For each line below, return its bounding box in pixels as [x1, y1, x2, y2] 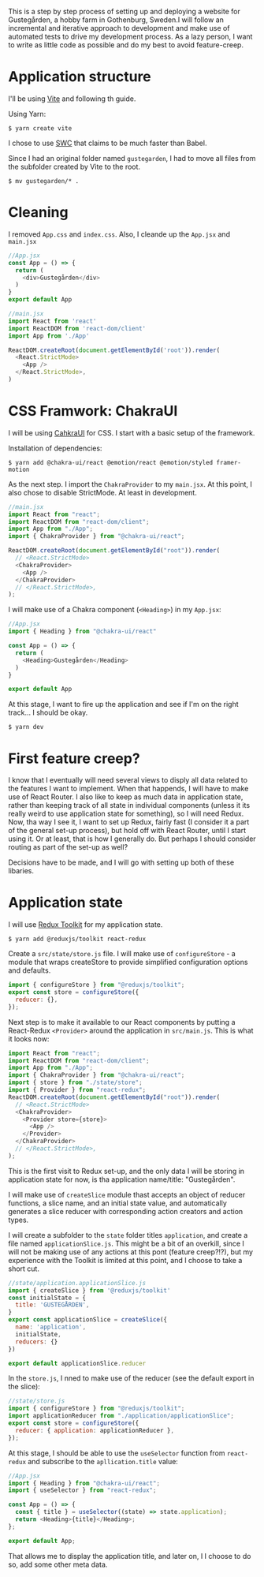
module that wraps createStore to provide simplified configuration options [8, 958, 248, 967]
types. [8, 1215, 29, 1224]
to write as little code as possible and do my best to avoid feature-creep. [8, 40, 244, 50]
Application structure [8, 68, 151, 86]
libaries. [8, 866, 34, 876]
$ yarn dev [8, 723, 44, 731]
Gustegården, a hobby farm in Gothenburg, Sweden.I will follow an [8, 15, 225, 24]
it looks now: [8, 1033, 50, 1044]
